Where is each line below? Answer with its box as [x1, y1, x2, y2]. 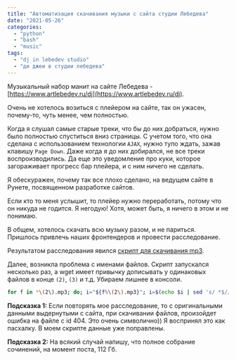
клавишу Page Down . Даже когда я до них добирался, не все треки [7, 147, 205, 155]
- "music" [13, 43, 42, 50]
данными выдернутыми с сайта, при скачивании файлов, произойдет [7, 309, 216, 317]
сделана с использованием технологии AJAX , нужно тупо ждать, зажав [7, 139, 221, 148]
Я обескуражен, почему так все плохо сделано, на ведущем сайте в [7, 175, 214, 184]
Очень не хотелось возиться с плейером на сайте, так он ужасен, [7, 103, 206, 111]
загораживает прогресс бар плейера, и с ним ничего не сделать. [7, 161, 204, 170]
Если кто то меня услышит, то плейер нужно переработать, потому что [7, 197, 222, 205]
